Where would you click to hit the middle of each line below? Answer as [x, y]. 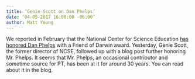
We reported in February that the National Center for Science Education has [97, 39]
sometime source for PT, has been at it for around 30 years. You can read [95, 64]
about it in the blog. [30, 70]
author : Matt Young [30, 22]
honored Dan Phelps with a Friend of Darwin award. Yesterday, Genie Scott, [97, 45]
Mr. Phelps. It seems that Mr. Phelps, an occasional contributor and [87, 58]
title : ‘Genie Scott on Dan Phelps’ [51, 11]
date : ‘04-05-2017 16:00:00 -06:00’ [51, 17]
